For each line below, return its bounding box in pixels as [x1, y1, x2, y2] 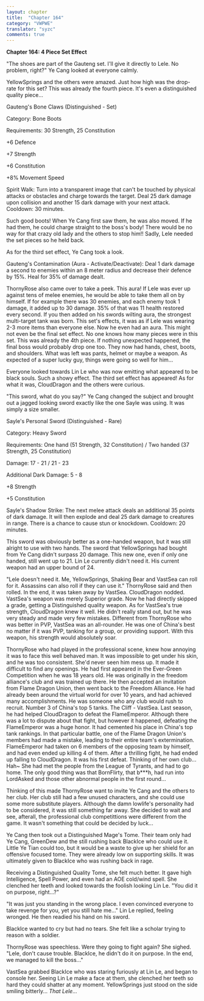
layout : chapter [6, 9, 47, 15]
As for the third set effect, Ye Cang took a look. [6, 248, 124, 256]
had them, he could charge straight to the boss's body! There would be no [6, 224, 193, 231]
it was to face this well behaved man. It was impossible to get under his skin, [6, 652, 199, 660]
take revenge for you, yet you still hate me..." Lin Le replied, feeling [6, 907, 174, 914]
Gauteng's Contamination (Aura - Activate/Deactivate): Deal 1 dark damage [6, 260, 195, 268]
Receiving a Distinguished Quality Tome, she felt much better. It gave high [6, 869, 192, 877]
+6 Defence [6, 138, 37, 146]
